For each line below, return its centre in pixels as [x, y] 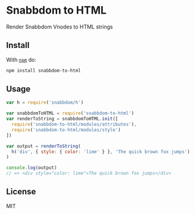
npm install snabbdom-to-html [44, 71]
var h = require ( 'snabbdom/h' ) [45, 103]
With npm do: [21, 59]
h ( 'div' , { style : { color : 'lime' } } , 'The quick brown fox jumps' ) [101, 152]
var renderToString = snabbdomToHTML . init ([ [62, 119]
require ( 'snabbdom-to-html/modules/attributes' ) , [74, 124]
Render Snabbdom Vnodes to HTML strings [59, 27]
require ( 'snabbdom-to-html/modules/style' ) [66, 130]
